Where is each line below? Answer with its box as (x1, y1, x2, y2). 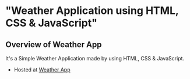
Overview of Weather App (5, 39, 102, 49)
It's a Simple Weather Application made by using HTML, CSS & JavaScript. (5, 55, 185, 62)
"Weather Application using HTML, (5, 4, 179, 17)
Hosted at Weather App (13, 66, 71, 73)
